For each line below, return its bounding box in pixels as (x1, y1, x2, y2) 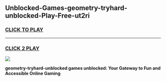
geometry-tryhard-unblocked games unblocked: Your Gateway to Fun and (5, 65, 161, 71)
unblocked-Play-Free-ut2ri (5, 12, 90, 20)
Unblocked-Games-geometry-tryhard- (5, 4, 127, 12)
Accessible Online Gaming (5, 70, 61, 76)
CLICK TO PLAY (5, 27, 43, 33)
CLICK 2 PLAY (5, 45, 40, 52)
